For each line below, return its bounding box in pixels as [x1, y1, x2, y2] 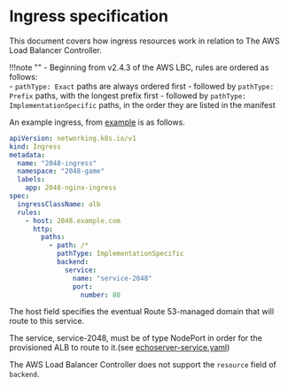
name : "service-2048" [72, 274, 152, 282]
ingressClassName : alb [17, 199, 101, 209]
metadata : [9, 151, 46, 159]
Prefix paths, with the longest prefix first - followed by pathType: [9, 90, 246, 101]
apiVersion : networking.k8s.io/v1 [9, 134, 137, 143]
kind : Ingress [9, 142, 62, 151]
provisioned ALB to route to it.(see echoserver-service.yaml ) [9, 343, 230, 353]
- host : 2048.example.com [25, 216, 121, 225]
